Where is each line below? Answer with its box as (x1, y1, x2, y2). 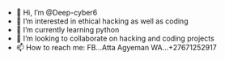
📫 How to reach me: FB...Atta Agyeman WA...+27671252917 (15, 43, 217, 52)
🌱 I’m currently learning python (15, 25, 120, 34)
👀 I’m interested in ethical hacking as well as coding (15, 16, 189, 26)
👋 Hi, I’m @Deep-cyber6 (15, 8, 98, 17)
